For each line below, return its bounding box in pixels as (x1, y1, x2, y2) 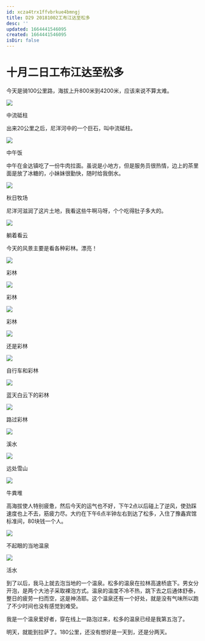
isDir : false (6, 37, 40, 43)
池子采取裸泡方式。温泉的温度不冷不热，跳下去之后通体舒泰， (43, 587, 199, 594)
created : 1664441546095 (6, 32, 67, 38)
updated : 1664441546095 (6, 26, 67, 32)
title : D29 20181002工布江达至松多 (6, 15, 90, 21)
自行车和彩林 (6, 366, 38, 374)
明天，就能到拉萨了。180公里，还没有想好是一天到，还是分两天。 (6, 628, 171, 635)
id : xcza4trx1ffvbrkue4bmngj (6, 9, 81, 15)
